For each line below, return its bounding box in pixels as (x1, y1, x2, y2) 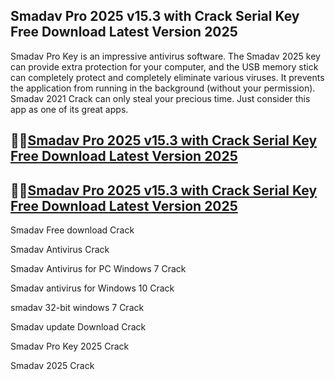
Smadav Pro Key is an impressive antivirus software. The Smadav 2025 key (10, 50, 321, 62)
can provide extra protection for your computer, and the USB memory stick (10, 60, 319, 73)
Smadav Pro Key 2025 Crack (10, 340, 130, 353)
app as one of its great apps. (10, 103, 129, 115)
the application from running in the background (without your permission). (10, 82, 316, 94)
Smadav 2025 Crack (10, 360, 95, 372)
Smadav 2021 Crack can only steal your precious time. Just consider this (10, 92, 311, 104)
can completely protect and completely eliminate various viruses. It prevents (10, 71, 325, 83)
